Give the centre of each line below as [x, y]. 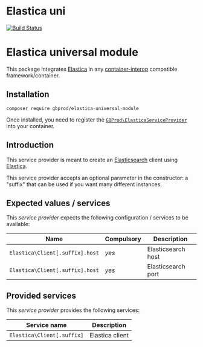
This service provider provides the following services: [73, 310]
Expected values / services [58, 203]
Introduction [30, 145]
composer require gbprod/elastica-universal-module [72, 108]
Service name [47, 325]
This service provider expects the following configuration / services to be [97, 218]
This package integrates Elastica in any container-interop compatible [92, 69]
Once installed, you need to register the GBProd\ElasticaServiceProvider [97, 120]
